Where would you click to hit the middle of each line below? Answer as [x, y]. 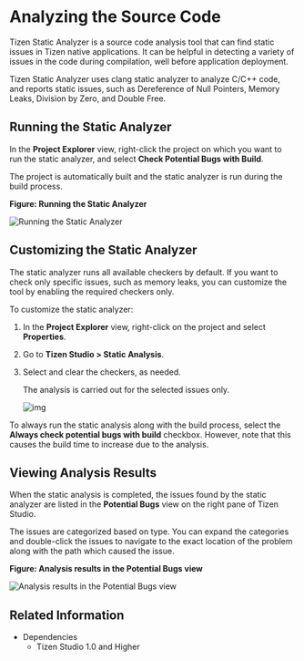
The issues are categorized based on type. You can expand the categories [149, 532]
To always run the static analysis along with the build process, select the [145, 425]
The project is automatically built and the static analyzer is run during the [146, 176]
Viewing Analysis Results [83, 473]
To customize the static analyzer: [71, 309]
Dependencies [50, 637]
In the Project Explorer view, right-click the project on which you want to [146, 149]
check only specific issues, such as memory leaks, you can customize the [148, 282]
